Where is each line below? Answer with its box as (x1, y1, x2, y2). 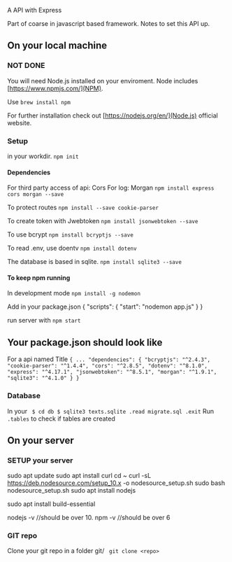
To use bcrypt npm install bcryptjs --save (7, 230, 134, 239)
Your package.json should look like (7, 336, 163, 349)
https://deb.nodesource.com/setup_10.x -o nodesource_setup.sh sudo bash (7, 479, 226, 487)
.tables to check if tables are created (7, 414, 115, 423)
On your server (7, 434, 75, 447)
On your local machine (7, 40, 108, 52)
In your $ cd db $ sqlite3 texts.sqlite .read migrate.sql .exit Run (7, 407, 215, 415)
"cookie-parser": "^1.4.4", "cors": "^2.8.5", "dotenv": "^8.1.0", (7, 363, 208, 370)
